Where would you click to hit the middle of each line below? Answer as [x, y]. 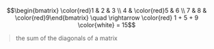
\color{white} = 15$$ [107, 25]
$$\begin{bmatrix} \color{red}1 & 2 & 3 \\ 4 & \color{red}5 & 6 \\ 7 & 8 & [107, 11]
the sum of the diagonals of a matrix [67, 38]
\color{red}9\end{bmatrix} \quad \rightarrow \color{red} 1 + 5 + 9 [107, 18]
